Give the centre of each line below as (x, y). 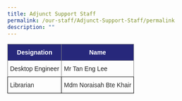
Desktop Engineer (35, 69)
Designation (35, 53)
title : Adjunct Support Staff (52, 14)
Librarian (22, 85)
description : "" (31, 27)
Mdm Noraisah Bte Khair (98, 85)
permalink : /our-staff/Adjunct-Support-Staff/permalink (91, 20)
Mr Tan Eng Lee (86, 69)
